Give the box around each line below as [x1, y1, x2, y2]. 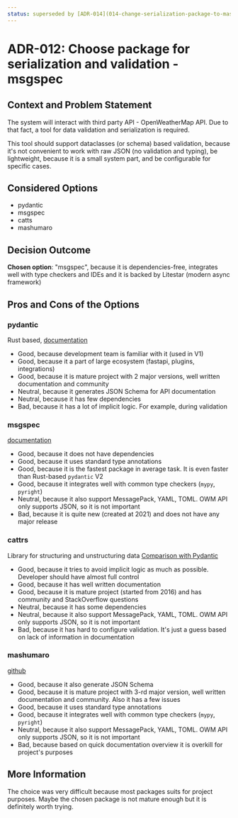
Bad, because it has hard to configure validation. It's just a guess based [17, 625, 227, 634]
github [7, 666, 26, 675]
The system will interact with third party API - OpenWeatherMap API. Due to [7, 118, 229, 126]
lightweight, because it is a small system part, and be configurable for [7, 154, 211, 163]
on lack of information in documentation [17, 632, 135, 641]
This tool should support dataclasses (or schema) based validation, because [7, 139, 230, 147]
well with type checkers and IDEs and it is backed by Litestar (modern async [7, 271, 230, 279]
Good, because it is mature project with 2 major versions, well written [17, 372, 220, 380]
